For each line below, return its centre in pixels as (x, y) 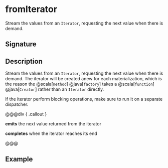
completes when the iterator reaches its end (51, 133)
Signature (21, 44)
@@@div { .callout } (26, 114)
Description (24, 61)
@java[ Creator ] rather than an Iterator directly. (55, 89)
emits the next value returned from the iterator (53, 124)
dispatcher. (17, 104)
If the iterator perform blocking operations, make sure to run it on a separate (84, 99)
